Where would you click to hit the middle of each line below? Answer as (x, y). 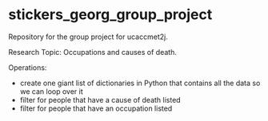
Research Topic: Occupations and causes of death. (93, 52)
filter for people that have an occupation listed (96, 108)
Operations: (28, 67)
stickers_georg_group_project (110, 15)
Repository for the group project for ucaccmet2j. (88, 37)
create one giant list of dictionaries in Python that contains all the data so (140, 83)
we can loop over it (52, 91)
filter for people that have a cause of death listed (100, 100)
